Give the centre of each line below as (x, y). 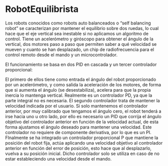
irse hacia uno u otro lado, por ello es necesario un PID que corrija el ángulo (83, 116)
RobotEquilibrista (42, 9)
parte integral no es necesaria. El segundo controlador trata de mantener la (82, 100)
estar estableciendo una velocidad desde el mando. (58, 159)
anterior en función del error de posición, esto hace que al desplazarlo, (78, 148)
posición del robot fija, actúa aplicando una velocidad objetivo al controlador (84, 143)
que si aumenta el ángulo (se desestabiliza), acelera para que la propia (78, 90)
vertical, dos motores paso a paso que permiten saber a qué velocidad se (81, 44)
